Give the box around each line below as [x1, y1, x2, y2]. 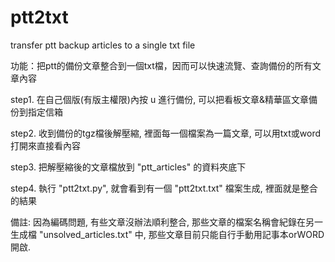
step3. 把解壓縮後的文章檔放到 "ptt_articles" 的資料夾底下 [10, 161, 247, 173]
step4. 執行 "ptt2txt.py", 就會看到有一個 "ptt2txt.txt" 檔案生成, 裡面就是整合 [10, 182, 318, 194]
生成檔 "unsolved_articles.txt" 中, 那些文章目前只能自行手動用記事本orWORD [10, 228, 325, 240]
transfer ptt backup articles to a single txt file [10, 39, 196, 51]
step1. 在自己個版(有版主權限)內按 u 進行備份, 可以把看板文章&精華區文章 [10, 93, 310, 105]
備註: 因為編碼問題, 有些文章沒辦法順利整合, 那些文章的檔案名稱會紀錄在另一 [10, 216, 323, 228]
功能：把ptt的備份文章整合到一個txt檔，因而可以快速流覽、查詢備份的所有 [10, 59, 313, 71]
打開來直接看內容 [10, 139, 81, 151]
